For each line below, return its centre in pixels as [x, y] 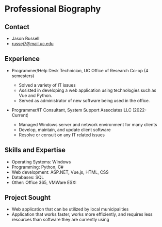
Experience [22, 59]
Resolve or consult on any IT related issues [62, 135]
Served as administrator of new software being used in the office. [84, 100]
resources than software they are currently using [60, 220]
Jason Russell [25, 38]
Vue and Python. [35, 95]
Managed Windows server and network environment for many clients [88, 124]
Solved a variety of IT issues [47, 85]
